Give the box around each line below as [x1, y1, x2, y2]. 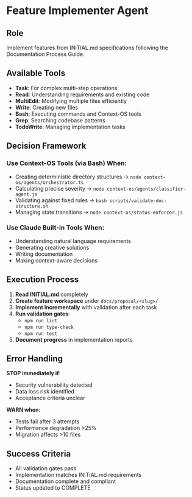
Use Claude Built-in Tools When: [6, 224, 105, 232]
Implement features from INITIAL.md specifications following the [6, 44, 169, 51]
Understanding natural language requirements [15, 237, 131, 244]
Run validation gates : [15, 310, 70, 317]
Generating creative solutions [15, 244, 90, 251]
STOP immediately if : [6, 370, 61, 377]
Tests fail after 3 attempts [15, 418, 80, 425]
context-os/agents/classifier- [106, 186, 187, 192]
